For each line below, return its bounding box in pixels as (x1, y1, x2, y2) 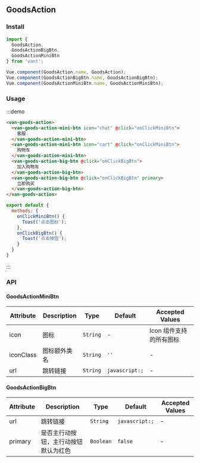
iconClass (9, 351, 37, 359)
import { (6, 36, 28, 42)
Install (6, 23, 25, 31)
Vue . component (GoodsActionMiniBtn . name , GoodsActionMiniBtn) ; (6, 80, 164, 86)
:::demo (6, 107, 25, 115)
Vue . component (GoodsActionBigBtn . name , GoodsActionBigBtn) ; (6, 75, 159, 81)
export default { (6, 202, 49, 208)
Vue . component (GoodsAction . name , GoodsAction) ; (6, 69, 127, 75)
